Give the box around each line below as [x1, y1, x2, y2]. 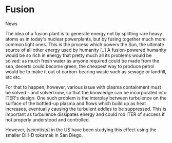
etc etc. [5, 74, 22, 80]
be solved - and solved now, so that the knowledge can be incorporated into [5, 89, 167, 95]
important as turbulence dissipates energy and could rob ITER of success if [5, 111, 165, 117]
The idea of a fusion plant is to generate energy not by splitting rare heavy [5, 30, 163, 36]
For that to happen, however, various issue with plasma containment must [5, 84, 162, 90]
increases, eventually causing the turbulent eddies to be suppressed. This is [5, 106, 167, 112]
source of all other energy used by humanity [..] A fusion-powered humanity [5, 47, 167, 53]
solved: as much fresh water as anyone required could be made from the [5, 57, 160, 64]
